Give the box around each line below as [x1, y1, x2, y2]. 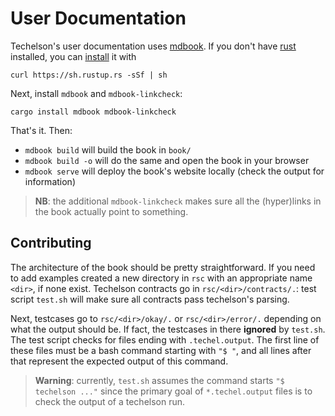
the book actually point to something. [34, 205, 189, 217]
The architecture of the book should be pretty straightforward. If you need [10, 261, 316, 273]
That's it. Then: [10, 124, 73, 136]
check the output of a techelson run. [34, 395, 186, 407]
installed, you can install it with [10, 50, 137, 62]
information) [24, 175, 76, 187]
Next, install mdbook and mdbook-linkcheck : [10, 87, 183, 99]
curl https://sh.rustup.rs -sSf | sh [10, 70, 168, 80]
